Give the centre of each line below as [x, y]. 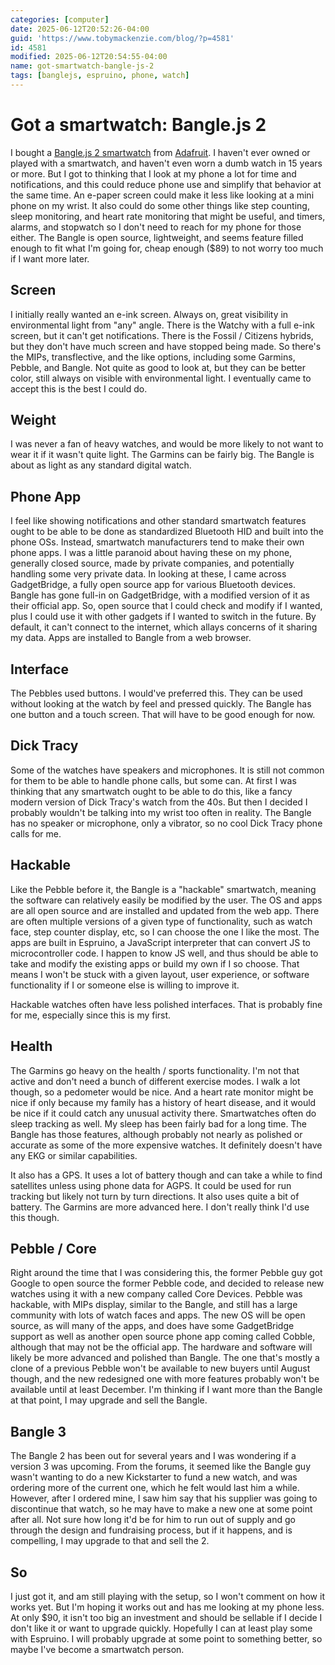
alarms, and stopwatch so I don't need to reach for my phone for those [156, 227]
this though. [35, 1217]
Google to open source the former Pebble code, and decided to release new [167, 1283]
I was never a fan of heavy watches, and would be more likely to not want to [167, 444]
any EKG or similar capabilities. [74, 1155]
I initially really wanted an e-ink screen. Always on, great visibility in [149, 314]
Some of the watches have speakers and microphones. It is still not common [167, 770]
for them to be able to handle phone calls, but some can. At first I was [153, 780]
